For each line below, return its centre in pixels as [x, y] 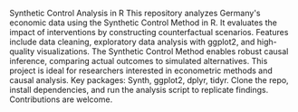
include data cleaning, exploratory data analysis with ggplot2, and [132, 42]
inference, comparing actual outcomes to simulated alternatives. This [139, 61]
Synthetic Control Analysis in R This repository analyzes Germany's [135, 13]
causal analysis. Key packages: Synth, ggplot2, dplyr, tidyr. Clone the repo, [149, 80]
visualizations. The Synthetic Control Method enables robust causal [163, 51]
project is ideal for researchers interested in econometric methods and [141, 70]
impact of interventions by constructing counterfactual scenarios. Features [149, 32]
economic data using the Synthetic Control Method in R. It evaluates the [144, 23]
